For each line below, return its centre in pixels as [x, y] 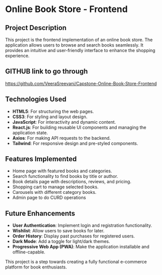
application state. [30, 132]
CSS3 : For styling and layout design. [50, 117]
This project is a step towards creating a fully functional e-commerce [76, 262]
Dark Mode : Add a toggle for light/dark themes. [61, 241]
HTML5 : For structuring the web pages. [53, 111]
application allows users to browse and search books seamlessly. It [74, 45]
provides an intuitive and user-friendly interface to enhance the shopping [80, 50]
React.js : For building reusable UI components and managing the [79, 127]
